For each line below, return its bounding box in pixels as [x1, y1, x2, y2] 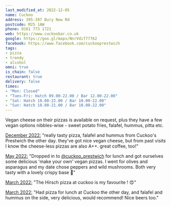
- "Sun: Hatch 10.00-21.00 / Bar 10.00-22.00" [5, 103, 106, 108]
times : [5, 84, 19, 89]
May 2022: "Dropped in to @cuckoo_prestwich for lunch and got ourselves [5, 153, 164, 159]
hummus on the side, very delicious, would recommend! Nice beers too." [5, 195, 159, 201]
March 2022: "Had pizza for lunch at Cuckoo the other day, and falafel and [5, 189, 163, 195]
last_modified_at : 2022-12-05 [5, 7, 70, 13]
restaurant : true [5, 74, 42, 79]
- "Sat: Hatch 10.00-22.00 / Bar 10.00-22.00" [5, 98, 106, 103]
